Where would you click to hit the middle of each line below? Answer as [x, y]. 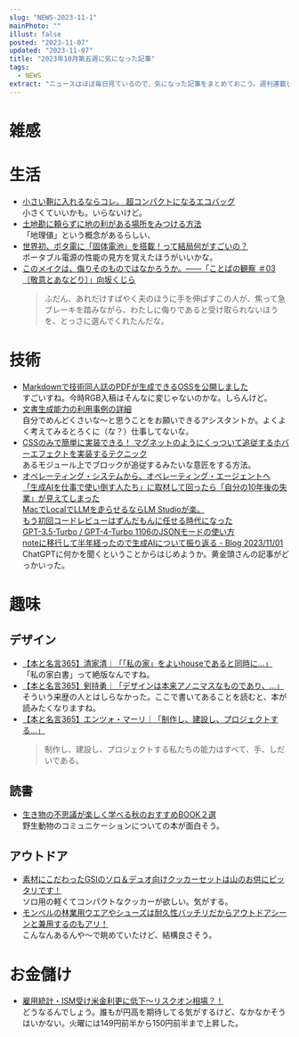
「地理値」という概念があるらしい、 [89, 235]
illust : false [36, 34]
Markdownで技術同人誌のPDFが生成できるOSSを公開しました [135, 386]
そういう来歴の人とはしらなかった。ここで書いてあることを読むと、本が [154, 696]
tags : [19, 68]
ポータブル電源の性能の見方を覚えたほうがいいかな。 [120, 257]
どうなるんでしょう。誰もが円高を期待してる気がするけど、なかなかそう [154, 1012]
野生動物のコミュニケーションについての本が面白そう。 [123, 825]
